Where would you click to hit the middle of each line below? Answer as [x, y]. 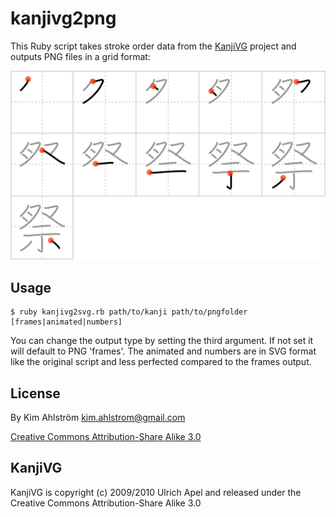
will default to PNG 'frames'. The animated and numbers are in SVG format [163, 351]
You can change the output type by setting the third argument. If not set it [162, 341]
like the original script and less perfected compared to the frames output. [161, 362]
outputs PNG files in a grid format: [80, 56]
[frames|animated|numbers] [66, 322]
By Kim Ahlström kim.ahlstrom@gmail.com [98, 417]
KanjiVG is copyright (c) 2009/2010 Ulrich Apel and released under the [156, 492]
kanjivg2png [63, 18]
